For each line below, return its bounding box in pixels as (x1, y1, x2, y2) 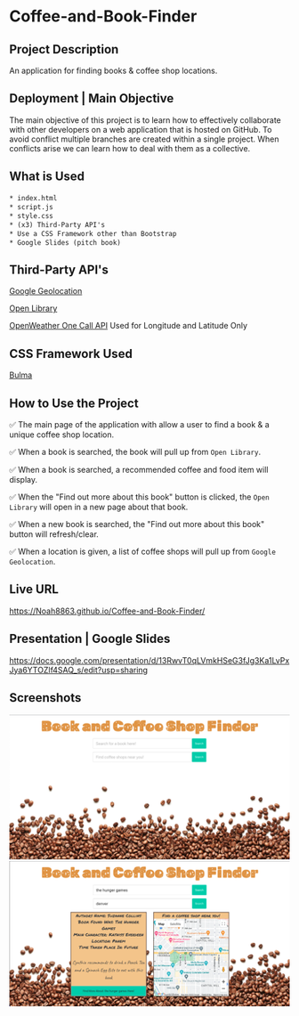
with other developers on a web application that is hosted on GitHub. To (9, 124, 272, 134)
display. (9, 475, 38, 485)
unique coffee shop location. (9, 429, 114, 440)
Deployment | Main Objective (9, 91, 174, 106)
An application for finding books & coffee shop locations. (9, 65, 218, 76)
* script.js (9, 202, 53, 211)
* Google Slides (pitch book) (9, 238, 122, 247)
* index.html (9, 193, 58, 202)
